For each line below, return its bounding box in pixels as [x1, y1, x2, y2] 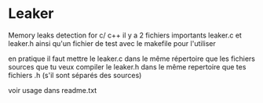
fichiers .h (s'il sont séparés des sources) [8, 70, 142, 80]
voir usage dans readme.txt [8, 85, 97, 94]
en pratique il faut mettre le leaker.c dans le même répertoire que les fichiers [8, 54, 255, 63]
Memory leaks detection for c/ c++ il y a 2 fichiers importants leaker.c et [8, 30, 242, 40]
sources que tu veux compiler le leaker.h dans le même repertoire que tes [8, 62, 247, 71]
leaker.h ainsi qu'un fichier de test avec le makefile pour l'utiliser [8, 38, 216, 48]
